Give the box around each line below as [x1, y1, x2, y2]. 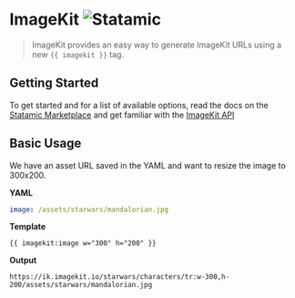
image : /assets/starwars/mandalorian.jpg [9, 205, 169, 214]
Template [9, 221, 46, 232]
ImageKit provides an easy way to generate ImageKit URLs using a [31, 39, 282, 50]
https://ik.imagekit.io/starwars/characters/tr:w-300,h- [9, 272, 230, 282]
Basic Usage [9, 136, 82, 151]
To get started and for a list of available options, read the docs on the [9, 99, 269, 110]
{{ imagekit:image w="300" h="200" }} [9, 239, 157, 248]
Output [9, 255, 37, 266]
